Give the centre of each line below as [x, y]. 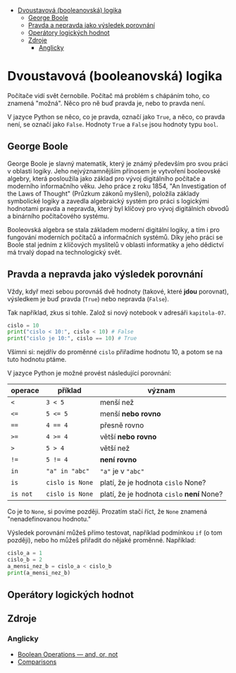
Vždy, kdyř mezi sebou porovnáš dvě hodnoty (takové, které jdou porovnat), [118, 291]
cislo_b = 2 [25, 560]
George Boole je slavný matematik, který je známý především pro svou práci [118, 163]
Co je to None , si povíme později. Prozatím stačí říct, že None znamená [107, 511]
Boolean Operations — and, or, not [68, 654]
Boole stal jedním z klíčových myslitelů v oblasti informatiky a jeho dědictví [116, 244]
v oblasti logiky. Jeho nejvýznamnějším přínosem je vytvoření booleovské [114, 171]
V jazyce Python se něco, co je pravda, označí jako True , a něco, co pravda [116, 116]
